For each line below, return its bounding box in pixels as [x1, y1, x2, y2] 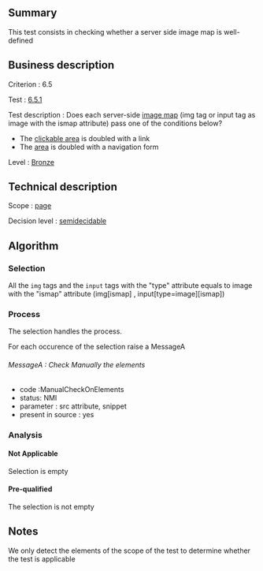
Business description [8, 58, 115, 72]
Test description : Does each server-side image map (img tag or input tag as [8, 110, 256, 119]
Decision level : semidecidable [8, 216, 107, 226]
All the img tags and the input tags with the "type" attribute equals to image [8, 281, 253, 290]
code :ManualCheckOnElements [19, 384, 124, 394]
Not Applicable [8, 449, 58, 458]
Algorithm [8, 239, 59, 252]
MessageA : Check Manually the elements [8, 360, 146, 370]
